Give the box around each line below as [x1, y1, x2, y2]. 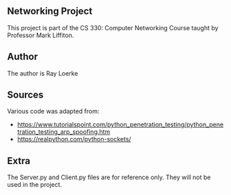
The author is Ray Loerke [7, 69, 78, 78]
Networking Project [7, 5, 93, 17]
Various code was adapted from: [7, 107, 100, 115]
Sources [7, 89, 44, 101]
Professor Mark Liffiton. [7, 31, 74, 39]
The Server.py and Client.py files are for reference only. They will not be [7, 173, 211, 181]
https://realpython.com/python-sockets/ [16, 135, 132, 144]
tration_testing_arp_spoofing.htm [16, 128, 111, 136]
